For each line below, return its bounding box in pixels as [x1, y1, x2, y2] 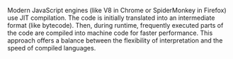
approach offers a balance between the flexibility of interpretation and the [7, 36, 223, 45]
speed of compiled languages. [7, 44, 96, 52]
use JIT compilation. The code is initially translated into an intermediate [7, 14, 215, 22]
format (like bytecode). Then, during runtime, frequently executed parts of [7, 21, 224, 29]
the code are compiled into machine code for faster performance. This [7, 28, 213, 37]
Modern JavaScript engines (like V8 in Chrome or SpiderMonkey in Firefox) [7, 6, 227, 14]
